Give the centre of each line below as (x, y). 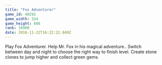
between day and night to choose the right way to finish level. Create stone (81, 52)
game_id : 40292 (21, 14)
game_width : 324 (22, 19)
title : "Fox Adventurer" (30, 10)
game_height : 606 (23, 23)
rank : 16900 (17, 28)
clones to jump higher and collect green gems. (52, 57)
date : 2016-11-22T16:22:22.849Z (38, 32)
